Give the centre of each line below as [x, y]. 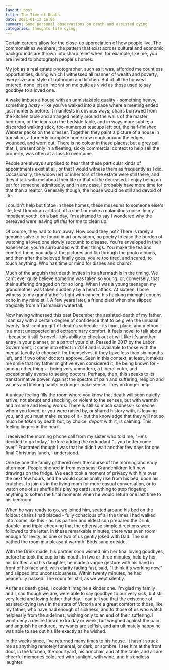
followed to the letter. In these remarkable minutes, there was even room [80, 531]
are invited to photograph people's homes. [49, 59]
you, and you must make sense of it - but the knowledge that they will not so [85, 416]
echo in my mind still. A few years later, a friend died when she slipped [79, 300]
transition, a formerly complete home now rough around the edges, [75, 138]
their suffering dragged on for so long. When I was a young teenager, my [81, 284]
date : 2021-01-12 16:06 [30, 19]
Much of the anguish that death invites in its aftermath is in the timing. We [82, 273]
